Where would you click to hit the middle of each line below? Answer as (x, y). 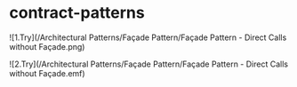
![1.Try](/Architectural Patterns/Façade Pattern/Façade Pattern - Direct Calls (148, 37)
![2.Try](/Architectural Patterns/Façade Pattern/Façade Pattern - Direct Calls (149, 64)
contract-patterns (77, 13)
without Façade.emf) (48, 73)
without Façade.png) (47, 46)
